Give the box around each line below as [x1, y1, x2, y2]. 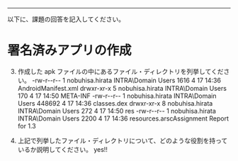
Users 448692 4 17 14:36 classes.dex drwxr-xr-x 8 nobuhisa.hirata [17, 99, 213, 107]
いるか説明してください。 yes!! [17, 145, 108, 153]
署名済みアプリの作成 [7, 43, 132, 59]
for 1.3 [17, 121, 37, 130]
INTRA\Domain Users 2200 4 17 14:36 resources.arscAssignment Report [17, 114, 229, 123]
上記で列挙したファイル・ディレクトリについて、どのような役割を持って [17, 136, 228, 145]
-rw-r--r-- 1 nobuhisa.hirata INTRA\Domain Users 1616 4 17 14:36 [31, 76, 222, 84]
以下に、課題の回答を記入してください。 [7, 15, 125, 23]
